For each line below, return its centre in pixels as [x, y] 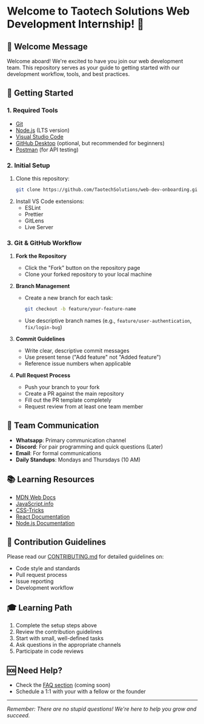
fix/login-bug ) [43, 327]
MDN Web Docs [36, 497]
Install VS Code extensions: [50, 201]
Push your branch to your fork [62, 387]
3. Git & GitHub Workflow [44, 243]
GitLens [34, 221]
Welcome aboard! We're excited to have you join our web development [95, 61]
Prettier [34, 214]
